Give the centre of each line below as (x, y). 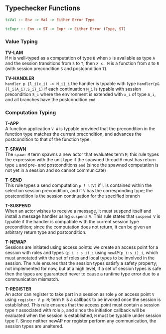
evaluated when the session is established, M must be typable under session (83, 315)
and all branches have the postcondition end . (51, 99)
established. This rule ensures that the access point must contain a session (82, 305)
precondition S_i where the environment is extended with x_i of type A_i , (81, 94)
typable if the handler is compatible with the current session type (72, 222)
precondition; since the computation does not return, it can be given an (78, 227)
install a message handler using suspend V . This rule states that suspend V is (83, 216)
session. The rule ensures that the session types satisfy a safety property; (82, 263)
